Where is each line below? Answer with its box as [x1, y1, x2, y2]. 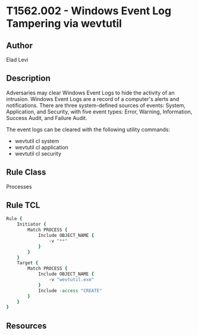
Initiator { [17, 222, 46, 227]
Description [6, 73, 51, 84]
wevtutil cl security [14, 150, 61, 157]
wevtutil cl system [14, 137, 59, 144]
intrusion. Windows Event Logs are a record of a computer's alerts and [6, 95, 180, 102]
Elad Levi [6, 56, 29, 63]
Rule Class [6, 167, 46, 178]
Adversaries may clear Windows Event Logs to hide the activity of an [6, 89, 175, 96]
